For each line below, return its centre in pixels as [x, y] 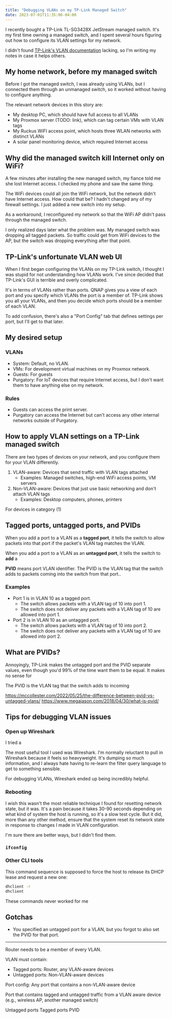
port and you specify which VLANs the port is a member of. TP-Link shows [84, 295]
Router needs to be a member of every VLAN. [53, 949]
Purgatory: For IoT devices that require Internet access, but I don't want [88, 380]
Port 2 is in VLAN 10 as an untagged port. [56, 620]
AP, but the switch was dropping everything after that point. [68, 241]
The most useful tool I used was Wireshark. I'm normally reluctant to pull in [84, 752]
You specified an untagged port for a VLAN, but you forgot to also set [86, 929]
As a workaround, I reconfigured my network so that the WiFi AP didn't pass [85, 214]
